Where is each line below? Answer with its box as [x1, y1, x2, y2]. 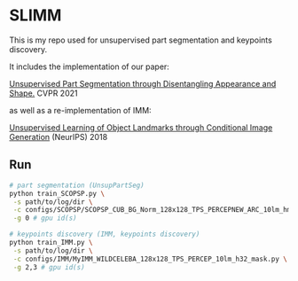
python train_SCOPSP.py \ [9, 189, 105, 198]
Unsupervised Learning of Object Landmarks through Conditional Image [9, 121, 273, 133]
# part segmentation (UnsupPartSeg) [9, 181, 145, 190]
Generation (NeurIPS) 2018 [9, 131, 108, 142]
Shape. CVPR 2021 [9, 88, 78, 98]
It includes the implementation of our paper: [9, 61, 170, 72]
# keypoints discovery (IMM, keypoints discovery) [9, 230, 200, 239]
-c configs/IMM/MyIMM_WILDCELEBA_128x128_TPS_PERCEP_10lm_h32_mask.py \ [12, 254, 288, 263]
